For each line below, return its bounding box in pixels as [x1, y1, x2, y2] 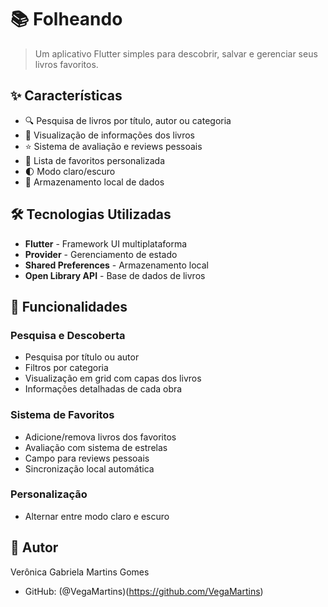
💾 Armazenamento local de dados [24, 176, 165, 188]
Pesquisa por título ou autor [24, 351, 140, 363]
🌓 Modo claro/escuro [24, 165, 116, 177]
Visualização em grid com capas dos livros [24, 372, 202, 385]
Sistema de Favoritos [10, 408, 115, 422]
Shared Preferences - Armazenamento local [24, 259, 209, 271]
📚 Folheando [10, 8, 123, 31]
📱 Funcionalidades [10, 298, 128, 315]
